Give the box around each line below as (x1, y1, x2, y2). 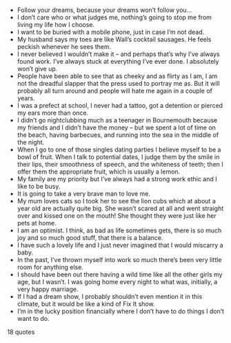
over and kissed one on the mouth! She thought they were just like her (17, 212, 217, 220)
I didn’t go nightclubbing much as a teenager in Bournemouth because (17, 116, 218, 124)
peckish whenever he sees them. (17, 43, 112, 50)
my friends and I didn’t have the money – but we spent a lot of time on (17, 124, 216, 131)
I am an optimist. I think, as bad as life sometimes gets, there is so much (17, 226, 222, 234)
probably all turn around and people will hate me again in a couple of (17, 86, 212, 95)
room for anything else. (17, 263, 84, 271)
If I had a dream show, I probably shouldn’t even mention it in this (17, 293, 203, 300)
